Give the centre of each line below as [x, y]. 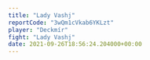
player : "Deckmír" [38, 30]
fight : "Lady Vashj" [42, 37]
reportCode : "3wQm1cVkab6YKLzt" [61, 23]
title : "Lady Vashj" [42, 15]
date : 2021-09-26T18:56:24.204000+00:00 [75, 44]
